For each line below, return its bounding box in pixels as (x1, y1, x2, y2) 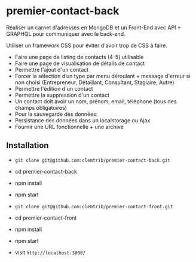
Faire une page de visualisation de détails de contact (14, 60, 145, 67)
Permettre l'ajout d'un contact (14, 66, 89, 73)
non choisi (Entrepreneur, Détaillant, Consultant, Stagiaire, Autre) (14, 79, 174, 86)
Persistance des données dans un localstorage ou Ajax (14, 116, 151, 124)
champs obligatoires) (14, 104, 68, 111)
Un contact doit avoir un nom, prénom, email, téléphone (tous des (14, 97, 177, 105)
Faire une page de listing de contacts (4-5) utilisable (14, 53, 144, 60)
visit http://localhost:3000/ (14, 249, 85, 256)
